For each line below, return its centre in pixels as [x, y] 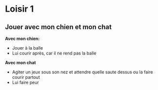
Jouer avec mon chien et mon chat [58, 27]
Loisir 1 [19, 9]
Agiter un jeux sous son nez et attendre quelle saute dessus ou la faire [82, 72]
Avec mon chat [21, 63]
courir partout [26, 77]
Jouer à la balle [27, 48]
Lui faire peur [25, 82]
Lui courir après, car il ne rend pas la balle [54, 53]
